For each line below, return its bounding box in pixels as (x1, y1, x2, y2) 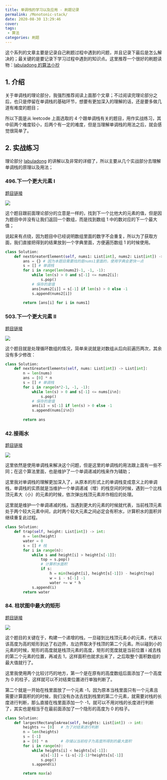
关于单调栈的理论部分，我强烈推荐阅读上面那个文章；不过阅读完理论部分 (5, 92, 153, 98)
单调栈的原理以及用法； (5, 164, 53, 170)
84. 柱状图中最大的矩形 (5, 602, 61, 609)
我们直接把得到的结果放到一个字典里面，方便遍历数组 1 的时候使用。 (13, 239, 153, 245)
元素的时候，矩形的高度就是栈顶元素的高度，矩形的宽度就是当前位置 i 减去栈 (5, 647, 162, 653)
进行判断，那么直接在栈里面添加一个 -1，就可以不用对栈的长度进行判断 (9, 699, 154, 705)
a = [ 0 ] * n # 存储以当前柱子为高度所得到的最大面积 (23, 739, 132, 744)
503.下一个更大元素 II (5, 313, 57, 320)
